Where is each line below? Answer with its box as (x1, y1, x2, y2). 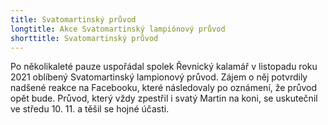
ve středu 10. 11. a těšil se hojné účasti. (10, 103, 170, 115)
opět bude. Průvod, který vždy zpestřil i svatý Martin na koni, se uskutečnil (10, 92, 318, 105)
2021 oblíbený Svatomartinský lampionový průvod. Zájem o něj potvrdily (10, 71, 308, 83)
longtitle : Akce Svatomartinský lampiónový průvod (10, 24, 226, 34)
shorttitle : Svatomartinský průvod (10, 33, 159, 43)
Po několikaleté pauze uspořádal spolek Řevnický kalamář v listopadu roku (10, 61, 318, 73)
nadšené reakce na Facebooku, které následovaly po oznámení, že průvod (10, 82, 318, 94)
